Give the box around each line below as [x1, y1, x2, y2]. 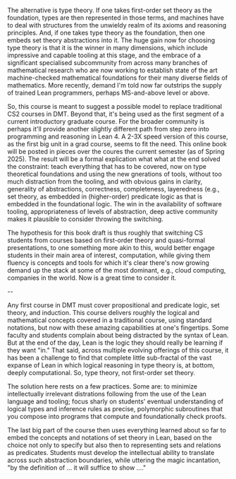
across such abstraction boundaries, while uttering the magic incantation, [7, 456, 221, 464]
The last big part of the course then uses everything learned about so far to [7, 426, 227, 434]
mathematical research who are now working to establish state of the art [7, 66, 218, 74]
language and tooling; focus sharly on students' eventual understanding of [7, 397, 224, 406]
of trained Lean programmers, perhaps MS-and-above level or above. [7, 88, 210, 97]
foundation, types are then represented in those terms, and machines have [7, 13, 224, 22]
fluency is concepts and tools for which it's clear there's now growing [7, 259, 210, 267]
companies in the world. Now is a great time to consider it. [7, 273, 177, 282]
